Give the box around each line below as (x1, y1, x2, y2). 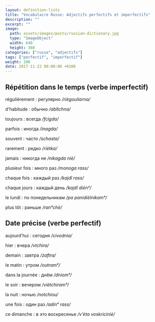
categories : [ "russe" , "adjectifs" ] (5, 50, 83, 55)
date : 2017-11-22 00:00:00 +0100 (5, 64, 76, 69)
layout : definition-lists (5, 7, 60, 13)
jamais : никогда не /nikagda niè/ (5, 155, 75, 161)
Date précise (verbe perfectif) (5, 219, 101, 228)
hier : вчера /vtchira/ (5, 242, 49, 248)
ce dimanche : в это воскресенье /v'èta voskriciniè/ (5, 311, 115, 317)
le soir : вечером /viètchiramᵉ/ (5, 281, 69, 288)
